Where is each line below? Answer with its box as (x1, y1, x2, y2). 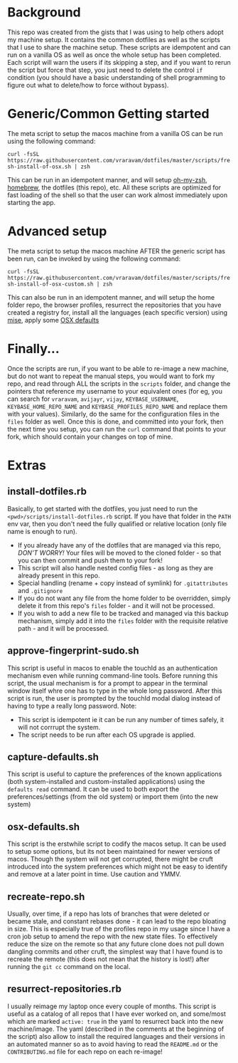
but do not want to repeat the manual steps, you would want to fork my (7, 372, 215, 380)
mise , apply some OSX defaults (7, 315, 99, 324)
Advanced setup (7, 224, 107, 239)
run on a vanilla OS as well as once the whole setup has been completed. (7, 51, 222, 59)
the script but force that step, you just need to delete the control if (7, 66, 203, 74)
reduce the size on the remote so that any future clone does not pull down (7, 940, 225, 948)
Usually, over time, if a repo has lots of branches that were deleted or (7, 909, 210, 918)
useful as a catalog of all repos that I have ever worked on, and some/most (7, 1009, 226, 1018)
